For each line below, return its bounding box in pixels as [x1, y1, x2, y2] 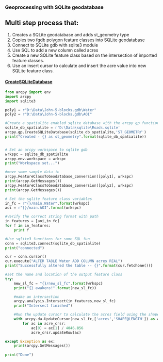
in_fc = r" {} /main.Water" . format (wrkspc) [5, 201, 90, 206]
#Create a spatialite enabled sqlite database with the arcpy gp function [5, 121, 160, 126]
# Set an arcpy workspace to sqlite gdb [5, 147, 88, 152]
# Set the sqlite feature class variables [5, 196, 92, 201]
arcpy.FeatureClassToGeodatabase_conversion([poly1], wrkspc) [5, 174, 133, 179]
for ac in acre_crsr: [22, 321, 66, 326]
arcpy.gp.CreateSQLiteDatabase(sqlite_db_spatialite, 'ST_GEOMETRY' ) [5, 130, 147, 135]
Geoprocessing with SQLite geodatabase [5, 4, 104, 11]
